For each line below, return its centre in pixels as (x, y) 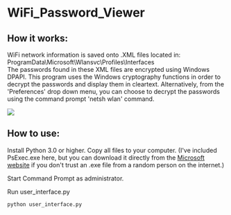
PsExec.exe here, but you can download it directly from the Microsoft (106, 158)
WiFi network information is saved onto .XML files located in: (94, 55)
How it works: (37, 38)
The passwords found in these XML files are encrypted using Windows (109, 69)
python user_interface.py (44, 204)
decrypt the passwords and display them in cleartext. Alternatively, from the (115, 84)
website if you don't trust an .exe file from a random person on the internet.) (116, 165)
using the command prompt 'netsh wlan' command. (81, 99)
